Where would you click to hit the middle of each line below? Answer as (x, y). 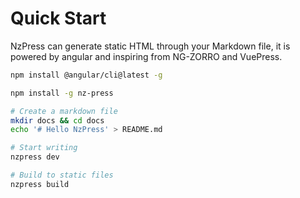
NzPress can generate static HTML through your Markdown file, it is (150, 46)
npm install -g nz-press (62, 93)
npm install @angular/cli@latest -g (86, 75)
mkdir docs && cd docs (57, 120)
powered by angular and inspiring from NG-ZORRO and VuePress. (146, 56)
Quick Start (58, 18)
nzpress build (40, 184)
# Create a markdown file (64, 111)
